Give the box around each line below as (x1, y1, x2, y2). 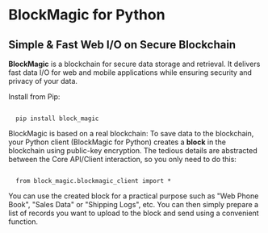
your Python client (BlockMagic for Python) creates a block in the (8, 137, 226, 147)
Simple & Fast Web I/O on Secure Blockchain (8, 38, 237, 52)
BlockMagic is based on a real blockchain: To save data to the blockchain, (8, 129, 254, 138)
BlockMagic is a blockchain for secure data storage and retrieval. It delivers (8, 59, 261, 69)
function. (8, 217, 39, 227)
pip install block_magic (15, 114, 99, 123)
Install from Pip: (8, 92, 61, 102)
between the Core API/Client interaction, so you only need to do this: (8, 155, 237, 164)
